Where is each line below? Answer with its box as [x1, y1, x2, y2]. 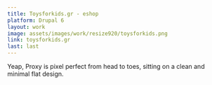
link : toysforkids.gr [7, 37, 71, 44]
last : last [7, 43, 39, 50]
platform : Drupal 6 [7, 17, 65, 24]
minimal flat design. [7, 70, 65, 78]
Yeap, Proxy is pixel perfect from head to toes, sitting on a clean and [7, 63, 205, 70]
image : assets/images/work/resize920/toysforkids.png [7, 30, 168, 37]
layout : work [7, 23, 46, 30]
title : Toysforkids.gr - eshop [7, 10, 99, 18]
